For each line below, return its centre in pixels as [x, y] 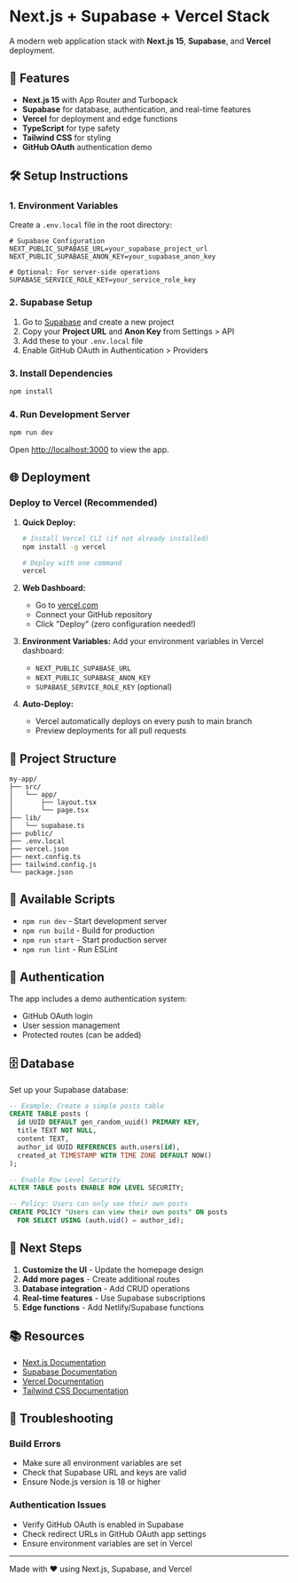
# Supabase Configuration [57, 242]
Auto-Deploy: [47, 704]
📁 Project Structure [63, 758]
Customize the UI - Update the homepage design [113, 1269]
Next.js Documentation [64, 1362]
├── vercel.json [39, 849]
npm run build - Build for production [88, 930]
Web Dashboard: [54, 588]
